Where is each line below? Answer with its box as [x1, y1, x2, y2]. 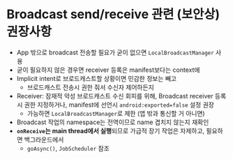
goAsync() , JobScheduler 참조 [27, 144, 110, 152]
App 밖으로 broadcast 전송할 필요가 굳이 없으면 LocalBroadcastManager [16, 48, 214, 56]
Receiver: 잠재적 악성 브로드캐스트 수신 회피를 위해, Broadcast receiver [16, 91, 213, 100]
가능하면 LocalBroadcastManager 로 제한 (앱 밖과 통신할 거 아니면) [27, 109, 205, 117]
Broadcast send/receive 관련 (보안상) [6, 6, 220, 22]
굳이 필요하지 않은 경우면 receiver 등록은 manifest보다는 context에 [16, 66, 200, 74]
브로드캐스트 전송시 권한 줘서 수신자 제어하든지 [27, 83, 154, 91]
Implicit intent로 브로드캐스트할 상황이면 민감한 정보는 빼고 [16, 74, 177, 82]
